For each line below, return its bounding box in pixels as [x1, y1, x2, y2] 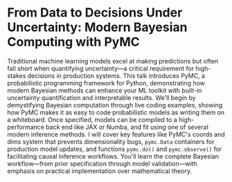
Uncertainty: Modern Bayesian [7, 19, 188, 35]
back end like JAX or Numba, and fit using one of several [46, 123, 209, 131]
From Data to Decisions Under [7, 5, 183, 21]
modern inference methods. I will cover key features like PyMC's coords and [7, 130, 225, 139]
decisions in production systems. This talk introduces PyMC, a [27, 71, 206, 80]
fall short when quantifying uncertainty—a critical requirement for [7, 64, 195, 72]
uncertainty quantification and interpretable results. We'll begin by [7, 93, 196, 101]
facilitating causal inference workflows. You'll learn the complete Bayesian [7, 152, 220, 160]
